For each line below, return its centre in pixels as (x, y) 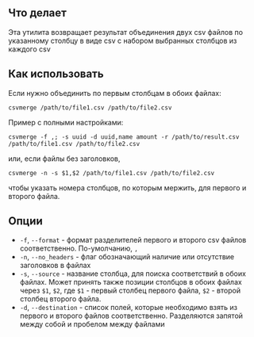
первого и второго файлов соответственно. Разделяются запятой (131, 316)
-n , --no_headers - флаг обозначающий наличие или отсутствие (127, 257)
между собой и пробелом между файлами (92, 324)
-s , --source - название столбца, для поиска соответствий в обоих (133, 274)
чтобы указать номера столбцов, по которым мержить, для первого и (127, 188)
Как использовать (56, 74)
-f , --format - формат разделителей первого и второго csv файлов (133, 240)
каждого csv (30, 49)
